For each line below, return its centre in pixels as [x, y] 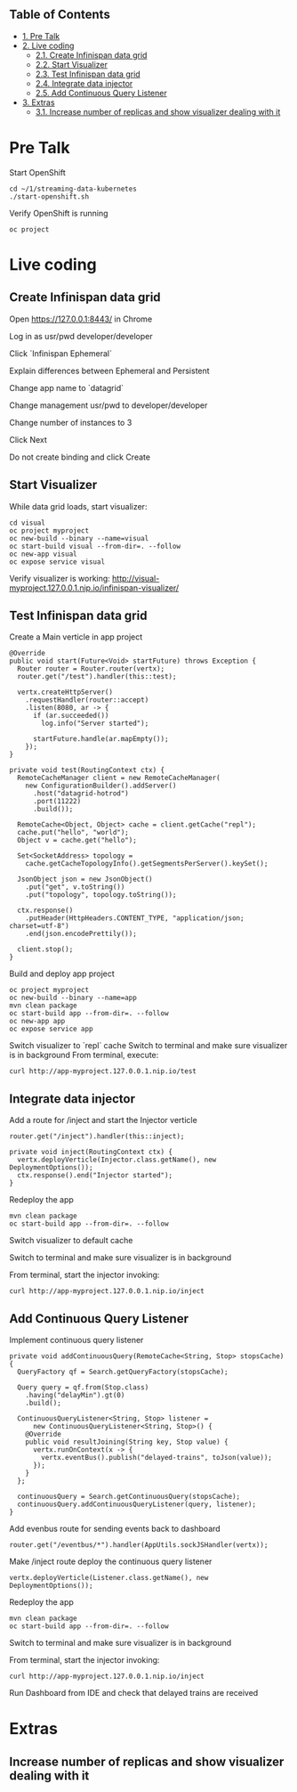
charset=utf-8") [39, 926]
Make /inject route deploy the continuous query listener [111, 1561]
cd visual [28, 523]
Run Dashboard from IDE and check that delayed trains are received [134, 1693]
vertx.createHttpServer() [65, 692]
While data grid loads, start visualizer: [78, 506]
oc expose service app [51, 1029]
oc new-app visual [43, 554]
